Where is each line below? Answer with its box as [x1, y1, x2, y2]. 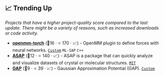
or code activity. [5, 30, 39, 36]
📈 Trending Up [5, 4, 52, 12]
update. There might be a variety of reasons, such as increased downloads [5, 25, 159, 31]
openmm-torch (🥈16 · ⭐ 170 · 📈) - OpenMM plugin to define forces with [12, 40, 159, 46]
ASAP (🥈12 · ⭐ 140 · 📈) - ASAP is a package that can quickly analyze [12, 52, 153, 58]
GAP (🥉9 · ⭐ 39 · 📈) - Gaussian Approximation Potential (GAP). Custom [12, 65, 155, 71]
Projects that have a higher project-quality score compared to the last [5, 19, 148, 26]
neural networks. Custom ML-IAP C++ [12, 47, 84, 53]
